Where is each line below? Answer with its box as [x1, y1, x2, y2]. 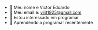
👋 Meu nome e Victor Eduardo [9, 5, 70, 10]
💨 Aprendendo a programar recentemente [9, 20, 93, 25]
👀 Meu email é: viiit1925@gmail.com [9, 10, 82, 15]
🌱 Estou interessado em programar [9, 15, 79, 20]
